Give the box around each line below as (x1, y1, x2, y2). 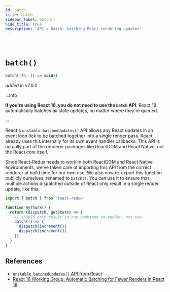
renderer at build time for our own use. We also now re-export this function (5, 169, 162, 176)
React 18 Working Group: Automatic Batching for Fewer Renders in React (12, 276, 165, 282)
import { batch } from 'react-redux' (5, 196, 85, 201)
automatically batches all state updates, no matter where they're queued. (5, 108, 158, 114)
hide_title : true (5, 21, 42, 27)
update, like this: (5, 185, 40, 192)
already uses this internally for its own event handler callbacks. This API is (5, 138, 160, 144)
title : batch (5, 12, 33, 17)
